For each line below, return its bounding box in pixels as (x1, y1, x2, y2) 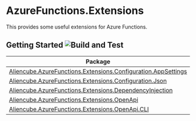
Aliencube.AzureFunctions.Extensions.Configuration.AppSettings (9, 67, 188, 75)
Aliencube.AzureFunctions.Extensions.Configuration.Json (9, 77, 167, 85)
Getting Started (6, 40, 64, 50)
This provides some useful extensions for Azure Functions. (6, 23, 148, 30)
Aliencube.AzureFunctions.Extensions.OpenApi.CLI (9, 105, 149, 113)
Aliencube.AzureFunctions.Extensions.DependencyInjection (9, 86, 173, 94)
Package (85, 57, 111, 65)
